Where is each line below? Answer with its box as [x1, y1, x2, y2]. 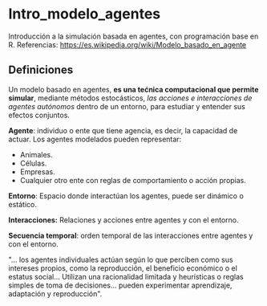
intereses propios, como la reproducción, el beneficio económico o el [8, 263, 238, 273]
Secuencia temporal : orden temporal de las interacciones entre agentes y [8, 231, 253, 240]
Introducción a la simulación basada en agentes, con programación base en [8, 31, 259, 41]
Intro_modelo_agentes [8, 5, 161, 23]
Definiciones [8, 63, 74, 77]
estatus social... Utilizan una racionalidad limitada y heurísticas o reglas [8, 271, 244, 281]
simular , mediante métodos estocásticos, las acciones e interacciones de [8, 93, 253, 103]
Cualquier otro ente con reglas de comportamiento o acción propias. [19, 175, 247, 185]
